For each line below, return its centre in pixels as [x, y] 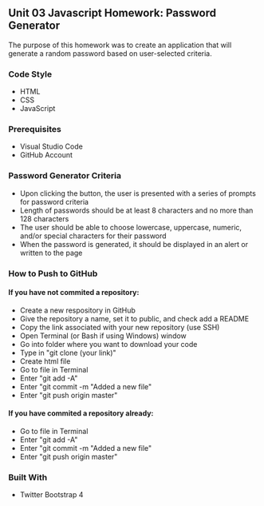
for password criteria [54, 201]
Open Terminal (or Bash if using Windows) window [103, 336]
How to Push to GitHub [53, 273]
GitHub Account [46, 155]
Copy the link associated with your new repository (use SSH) [120, 327]
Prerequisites [35, 129]
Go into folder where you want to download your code [108, 344]
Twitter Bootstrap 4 [51, 495]
